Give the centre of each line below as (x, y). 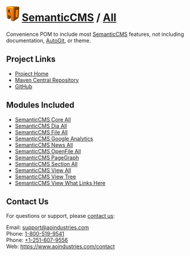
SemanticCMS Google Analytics (54, 138)
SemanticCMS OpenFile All (48, 151)
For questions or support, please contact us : (60, 216)
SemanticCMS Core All (43, 119)
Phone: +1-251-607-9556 (37, 240)
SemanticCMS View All (43, 170)
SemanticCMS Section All (46, 164)
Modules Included (40, 105)
